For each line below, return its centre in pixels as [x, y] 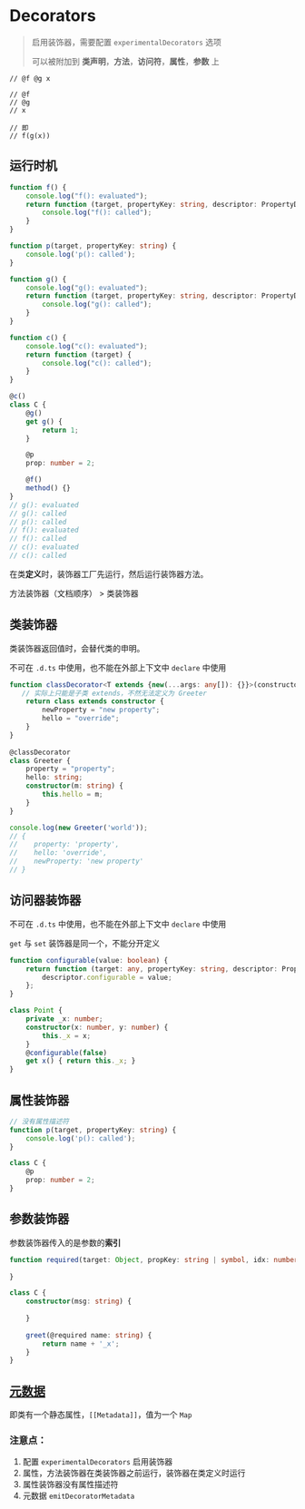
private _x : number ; [64, 1019]
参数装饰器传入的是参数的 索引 [65, 1242]
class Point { [36, 1011]
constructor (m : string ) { [75, 786]
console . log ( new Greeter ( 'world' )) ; [79, 828]
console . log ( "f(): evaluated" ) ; [87, 196]
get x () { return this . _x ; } [81, 1061]
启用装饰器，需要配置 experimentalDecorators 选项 [127, 42]
